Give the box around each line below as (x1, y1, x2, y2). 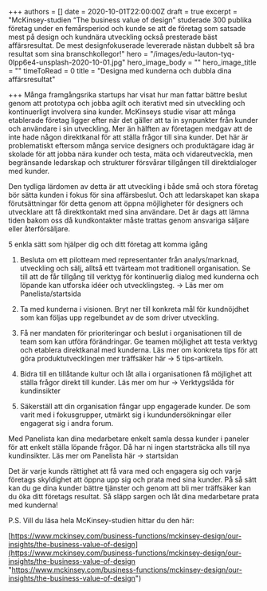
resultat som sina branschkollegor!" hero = (8, 49, 149, 58)
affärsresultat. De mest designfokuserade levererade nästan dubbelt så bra (8, 41, 255, 50)
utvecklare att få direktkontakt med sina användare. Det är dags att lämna (8, 207, 249, 216)
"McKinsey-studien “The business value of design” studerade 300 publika (8, 15, 253, 25)
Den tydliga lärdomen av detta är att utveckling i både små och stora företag (8, 182, 259, 191)
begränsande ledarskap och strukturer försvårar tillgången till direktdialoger (8, 158, 257, 167)
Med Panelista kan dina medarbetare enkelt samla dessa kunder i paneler (8, 434, 249, 443)
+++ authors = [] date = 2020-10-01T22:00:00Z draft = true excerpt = (8, 7, 238, 16)
